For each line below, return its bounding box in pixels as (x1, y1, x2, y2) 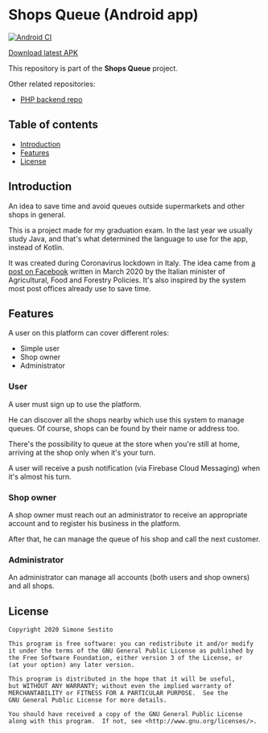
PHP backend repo (19, 94, 83, 104)
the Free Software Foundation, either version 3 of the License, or (8, 654, 243, 662)
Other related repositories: (8, 79, 96, 89)
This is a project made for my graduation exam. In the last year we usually (8, 225, 254, 235)
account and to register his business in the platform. (8, 518, 181, 528)
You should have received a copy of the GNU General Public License (8, 710, 243, 719)
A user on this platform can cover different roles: (8, 328, 169, 338)
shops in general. (8, 209, 66, 219)
